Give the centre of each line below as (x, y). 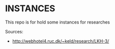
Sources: (14, 31)
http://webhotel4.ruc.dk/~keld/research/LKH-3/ (61, 41)
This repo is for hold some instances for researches (57, 22)
